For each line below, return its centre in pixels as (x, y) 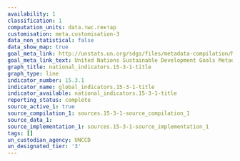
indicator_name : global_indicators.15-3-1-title (81, 87)
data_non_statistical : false (51, 41)
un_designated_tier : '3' (44, 147)
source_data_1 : (30, 120)
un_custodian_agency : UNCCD (49, 140)
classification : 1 (35, 21)
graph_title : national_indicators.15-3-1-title (80, 67)
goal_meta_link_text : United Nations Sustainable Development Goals (111, 61)
